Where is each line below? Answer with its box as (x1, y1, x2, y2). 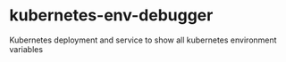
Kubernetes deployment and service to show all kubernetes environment (9, 35, 277, 45)
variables (9, 43, 43, 54)
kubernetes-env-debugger (9, 5, 214, 26)
